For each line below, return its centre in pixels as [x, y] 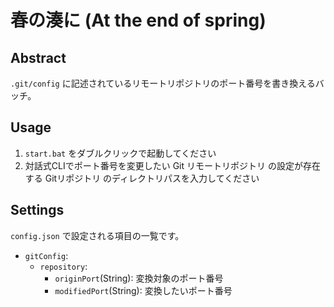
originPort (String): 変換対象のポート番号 [139, 278]
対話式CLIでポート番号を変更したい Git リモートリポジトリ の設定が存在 [172, 165]
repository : [63, 266]
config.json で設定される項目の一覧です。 [97, 235]
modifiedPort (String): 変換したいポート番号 [143, 290]
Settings [37, 210]
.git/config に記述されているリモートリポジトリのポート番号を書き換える [163, 83]
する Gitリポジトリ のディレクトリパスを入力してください [142, 178]
